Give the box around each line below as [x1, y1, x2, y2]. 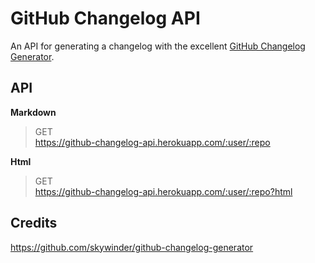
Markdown [10, 106, 57, 118]
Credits [10, 215, 58, 232]
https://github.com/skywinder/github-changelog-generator [10, 241, 254, 253]
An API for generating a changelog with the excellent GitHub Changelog [10, 40, 306, 52]
